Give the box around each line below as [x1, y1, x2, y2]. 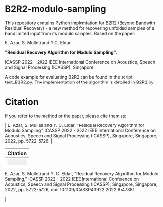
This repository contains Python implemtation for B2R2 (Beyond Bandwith [5, 20, 155, 26]
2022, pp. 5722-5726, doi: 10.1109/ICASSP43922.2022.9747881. [5, 186, 136, 192]
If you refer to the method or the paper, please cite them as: [5, 113, 127, 119]
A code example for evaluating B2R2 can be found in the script [5, 74, 133, 80]
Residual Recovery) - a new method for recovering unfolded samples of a [5, 25, 155, 31]
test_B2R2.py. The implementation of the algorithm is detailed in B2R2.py [5, 79, 154, 85]
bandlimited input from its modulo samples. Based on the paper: [5, 30, 136, 36]
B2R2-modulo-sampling [5, 3, 106, 15]
